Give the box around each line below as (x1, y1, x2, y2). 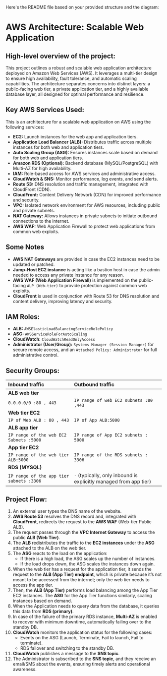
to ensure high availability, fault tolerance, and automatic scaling (5, 75, 137, 81)
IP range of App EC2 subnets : (74, 432, 148, 438)
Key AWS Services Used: (5, 106, 85, 114)
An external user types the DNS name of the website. (12, 508, 122, 514)
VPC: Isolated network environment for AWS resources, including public (12, 202, 161, 208)
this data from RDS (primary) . (12, 609, 74, 615)
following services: (5, 124, 44, 130)
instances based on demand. (12, 598, 72, 604)
